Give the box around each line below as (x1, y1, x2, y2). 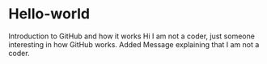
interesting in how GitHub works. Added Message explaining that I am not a (8, 39, 260, 49)
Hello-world (8, 5, 91, 23)
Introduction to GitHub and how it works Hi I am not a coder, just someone (8, 31, 255, 41)
